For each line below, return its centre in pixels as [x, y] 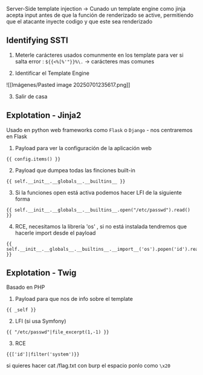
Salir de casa [31, 96]
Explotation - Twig [41, 273]
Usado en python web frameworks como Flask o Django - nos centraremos [99, 130]
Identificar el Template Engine [52, 73]
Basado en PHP [26, 287]
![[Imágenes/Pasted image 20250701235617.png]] [68, 84]
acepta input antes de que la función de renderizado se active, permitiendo [100, 15]
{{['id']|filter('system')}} [43, 355]
